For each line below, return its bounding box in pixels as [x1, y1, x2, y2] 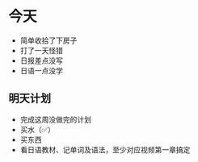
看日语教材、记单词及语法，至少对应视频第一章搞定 [19, 144, 191, 154]
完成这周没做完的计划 [19, 114, 91, 124]
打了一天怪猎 [19, 45, 63, 55]
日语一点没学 [19, 65, 63, 75]
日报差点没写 [19, 56, 63, 65]
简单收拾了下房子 [19, 35, 78, 45]
